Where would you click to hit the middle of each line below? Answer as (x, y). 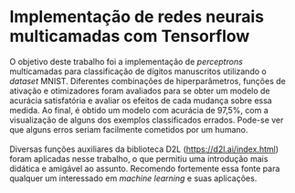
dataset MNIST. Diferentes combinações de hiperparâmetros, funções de (147, 80)
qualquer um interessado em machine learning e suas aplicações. (133, 178)
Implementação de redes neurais (137, 17)
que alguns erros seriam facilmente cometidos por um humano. (129, 129)
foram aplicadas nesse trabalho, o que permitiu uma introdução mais (139, 158)
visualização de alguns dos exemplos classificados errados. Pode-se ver (147, 120)
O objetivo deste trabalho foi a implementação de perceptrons (126, 61)
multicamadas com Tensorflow (130, 36)
